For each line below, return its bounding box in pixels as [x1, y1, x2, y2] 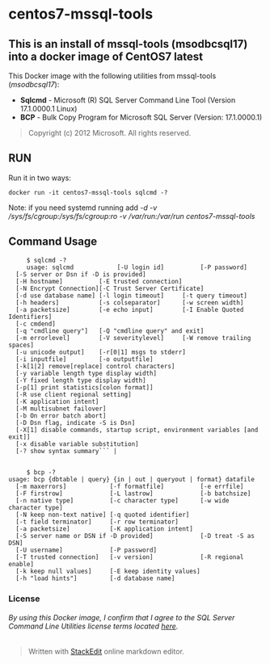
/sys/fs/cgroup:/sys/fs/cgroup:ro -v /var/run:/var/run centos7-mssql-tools [8, 211, 255, 221]
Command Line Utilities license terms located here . [8, 621, 179, 631]
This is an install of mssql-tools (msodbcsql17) [8, 37, 248, 51]
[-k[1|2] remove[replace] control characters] [15, 362, 175, 370]
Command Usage [8, 235, 98, 249]
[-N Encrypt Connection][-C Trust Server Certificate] [15, 284, 205, 292]
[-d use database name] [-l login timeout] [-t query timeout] [15, 292, 248, 300]
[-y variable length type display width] [15, 369, 158, 377]
